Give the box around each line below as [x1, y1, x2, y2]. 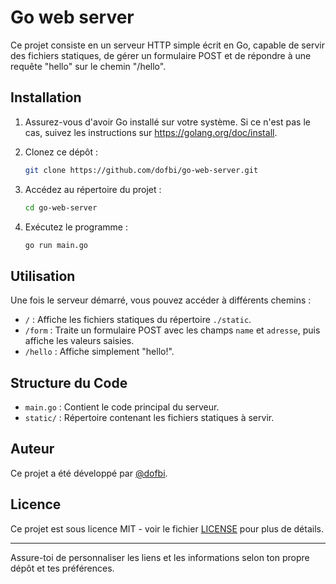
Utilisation [10, 267, 76, 285]
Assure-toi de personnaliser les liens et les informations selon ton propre [10, 551, 310, 563]
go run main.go [24, 240, 89, 250]
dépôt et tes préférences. [10, 562, 115, 574]
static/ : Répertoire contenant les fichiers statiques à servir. [24, 412, 275, 423]
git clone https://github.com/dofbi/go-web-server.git [24, 165, 259, 175]
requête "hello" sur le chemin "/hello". [10, 60, 167, 72]
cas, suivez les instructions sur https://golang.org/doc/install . [24, 126, 278, 138]
